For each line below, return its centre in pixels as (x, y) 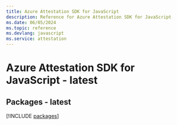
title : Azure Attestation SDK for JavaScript (62, 11)
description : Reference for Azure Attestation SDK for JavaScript (89, 17)
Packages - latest (39, 102)
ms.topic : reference (31, 28)
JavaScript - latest (52, 80)
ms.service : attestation (36, 39)
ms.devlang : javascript (35, 33)
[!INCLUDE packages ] (33, 116)
